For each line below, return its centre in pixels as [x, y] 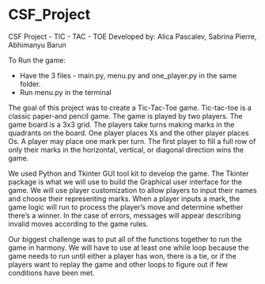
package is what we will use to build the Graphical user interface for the [125, 182]
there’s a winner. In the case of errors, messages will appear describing [125, 215]
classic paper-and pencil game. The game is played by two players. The [125, 115]
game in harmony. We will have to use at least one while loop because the [129, 248]
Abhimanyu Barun [38, 44]
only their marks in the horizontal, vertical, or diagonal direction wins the [126, 150]
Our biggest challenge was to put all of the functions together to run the [125, 239]
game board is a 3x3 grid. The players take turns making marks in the [121, 124]
